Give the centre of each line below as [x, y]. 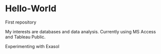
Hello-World [31, 9]
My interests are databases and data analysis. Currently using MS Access [80, 31]
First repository [21, 22]
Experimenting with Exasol [32, 46]
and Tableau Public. [25, 37]
